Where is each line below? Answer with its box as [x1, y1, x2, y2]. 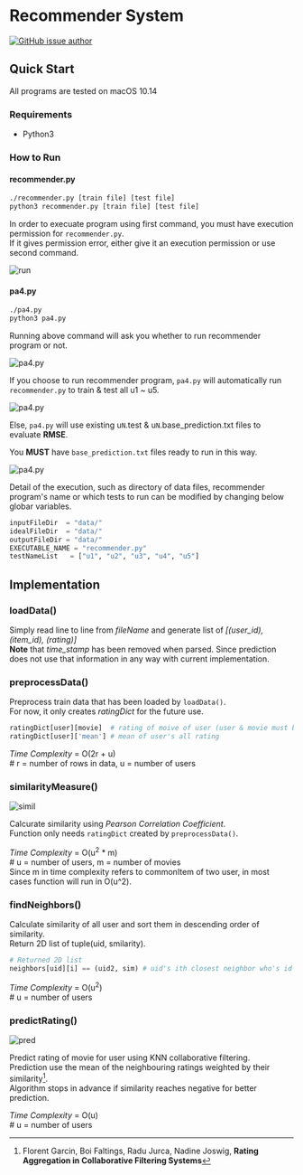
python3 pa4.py [9, 314, 67, 323]
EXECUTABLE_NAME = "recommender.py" [9, 543, 147, 552]
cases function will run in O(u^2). [9, 876, 133, 887]
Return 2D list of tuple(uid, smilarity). [9, 938, 146, 949]
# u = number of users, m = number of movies [9, 856, 181, 868]
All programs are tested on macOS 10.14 [9, 85, 158, 96]
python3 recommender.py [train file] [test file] [9, 202, 200, 211]
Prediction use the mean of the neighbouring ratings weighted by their [9, 1061, 271, 1072]
